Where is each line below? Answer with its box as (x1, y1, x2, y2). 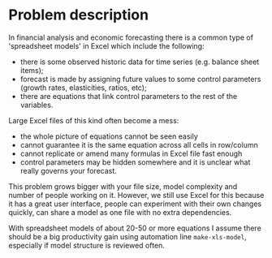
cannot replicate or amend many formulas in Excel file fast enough (19, 148, 243, 158)
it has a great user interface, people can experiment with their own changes (8, 199, 262, 209)
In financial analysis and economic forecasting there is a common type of (8, 32, 254, 42)
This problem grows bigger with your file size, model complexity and (8, 181, 238, 191)
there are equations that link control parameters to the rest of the (19, 91, 238, 101)
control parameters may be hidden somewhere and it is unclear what (19, 157, 251, 167)
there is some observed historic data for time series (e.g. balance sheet (19, 57, 260, 67)
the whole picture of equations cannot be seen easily (19, 131, 198, 141)
